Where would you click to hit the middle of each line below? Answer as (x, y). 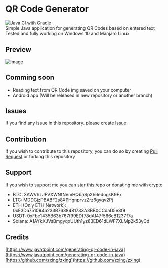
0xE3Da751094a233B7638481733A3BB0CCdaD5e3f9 (69, 211)
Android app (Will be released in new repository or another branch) (82, 95)
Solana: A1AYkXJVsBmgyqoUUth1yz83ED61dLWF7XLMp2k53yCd (81, 221)
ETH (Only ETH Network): (39, 205)
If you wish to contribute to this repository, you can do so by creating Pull (81, 151)
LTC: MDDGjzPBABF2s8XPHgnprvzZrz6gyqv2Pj (63, 200)
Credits (17, 237)
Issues (16, 111)
